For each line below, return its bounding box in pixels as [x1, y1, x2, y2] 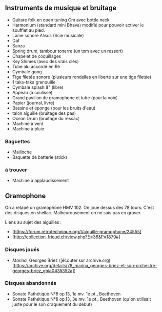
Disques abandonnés [5, 280, 57, 287]
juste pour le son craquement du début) [12, 301, 92, 307]
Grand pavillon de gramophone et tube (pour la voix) [12, 95, 118, 101]
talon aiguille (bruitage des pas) [12, 110, 76, 116]
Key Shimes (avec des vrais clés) [12, 58, 79, 64]
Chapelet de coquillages [12, 53, 61, 59]
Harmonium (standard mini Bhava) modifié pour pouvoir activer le [12, 22, 144, 28]
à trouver [5, 166, 27, 173]
